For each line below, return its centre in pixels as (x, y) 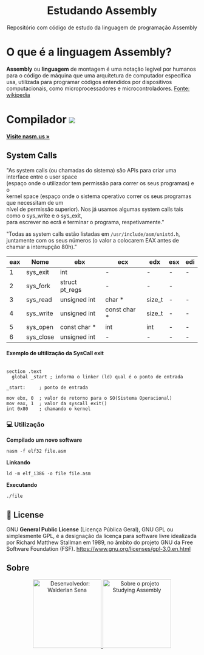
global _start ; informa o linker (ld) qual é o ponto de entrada (97, 377)
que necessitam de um (35, 202)
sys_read (39, 299)
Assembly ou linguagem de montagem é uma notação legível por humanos (101, 69)
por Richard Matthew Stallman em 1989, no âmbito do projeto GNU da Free (100, 542)
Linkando (18, 462)
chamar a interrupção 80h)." (42, 247)
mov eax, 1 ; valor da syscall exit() (57, 403)
